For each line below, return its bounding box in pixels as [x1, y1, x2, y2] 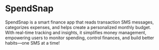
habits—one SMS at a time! [5, 40, 60, 46]
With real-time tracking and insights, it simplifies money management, [5, 29, 146, 35]
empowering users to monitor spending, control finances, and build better [5, 35, 155, 41]
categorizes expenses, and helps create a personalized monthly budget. [5, 24, 151, 30]
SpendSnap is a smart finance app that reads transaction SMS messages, [5, 19, 154, 25]
